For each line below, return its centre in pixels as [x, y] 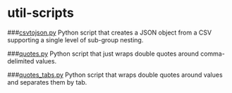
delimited [21, 61]
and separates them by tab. [47, 82]
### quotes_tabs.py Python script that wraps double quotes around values [115, 75]
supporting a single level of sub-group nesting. [75, 39]
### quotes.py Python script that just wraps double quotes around [103, 54]
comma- [213, 54]
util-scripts [41, 13]
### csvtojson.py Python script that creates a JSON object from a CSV [110, 32]
